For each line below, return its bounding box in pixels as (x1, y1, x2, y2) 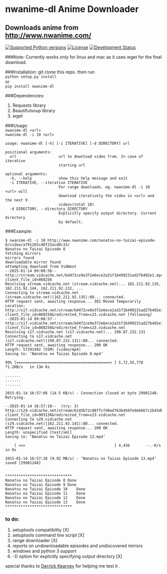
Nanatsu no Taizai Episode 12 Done (5, 495, 85, 500)
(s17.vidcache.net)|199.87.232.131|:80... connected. (5, 338, 119, 343)
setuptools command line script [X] (12, 532, 84, 538)
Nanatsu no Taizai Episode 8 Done (5, 478, 77, 483)
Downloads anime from (5, 23, 79, 32)
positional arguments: (5, 150, 52, 155)
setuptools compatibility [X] (12, 527, 70, 533)
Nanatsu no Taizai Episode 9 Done (5, 482, 77, 487)
